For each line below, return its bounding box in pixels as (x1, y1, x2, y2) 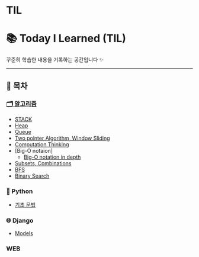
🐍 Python (6, 187, 33, 195)
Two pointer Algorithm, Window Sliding (14, 134, 111, 142)
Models (14, 230, 34, 237)
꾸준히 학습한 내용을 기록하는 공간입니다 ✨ (6, 56, 104, 63)
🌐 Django (6, 217, 34, 225)
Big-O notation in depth (23, 153, 81, 160)
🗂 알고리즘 (6, 100, 37, 108)
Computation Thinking (14, 140, 69, 148)
